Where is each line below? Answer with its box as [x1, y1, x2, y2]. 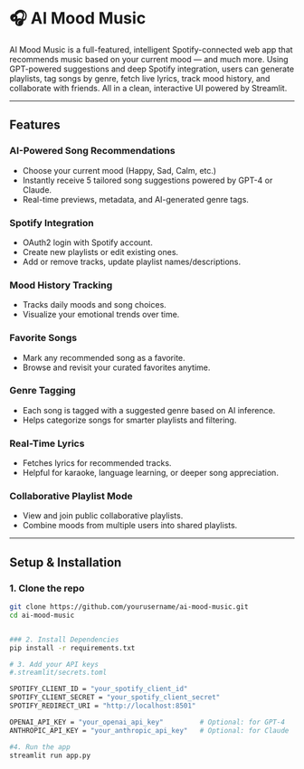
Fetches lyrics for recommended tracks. [22, 458, 172, 469]
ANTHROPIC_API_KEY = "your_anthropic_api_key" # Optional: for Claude [9, 726, 290, 735]
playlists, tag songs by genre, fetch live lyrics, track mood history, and [9, 72, 271, 83]
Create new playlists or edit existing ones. [22, 246, 179, 257]
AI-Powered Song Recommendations [9, 145, 176, 157]
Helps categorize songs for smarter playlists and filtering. [22, 414, 237, 425]
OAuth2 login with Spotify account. [22, 237, 154, 248]
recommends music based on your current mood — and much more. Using [9, 53, 289, 64]
